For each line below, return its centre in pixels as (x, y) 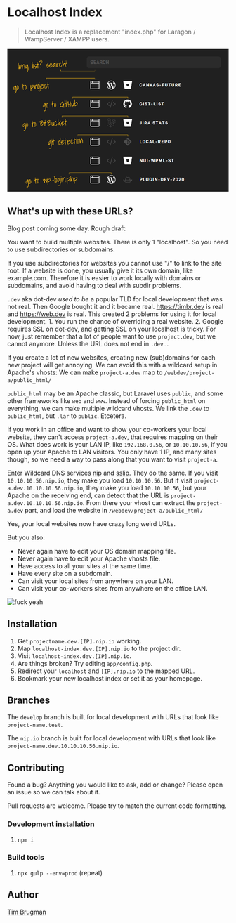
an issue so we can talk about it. (54, 792)
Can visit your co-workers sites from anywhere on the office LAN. (112, 588)
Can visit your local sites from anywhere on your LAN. (95, 581)
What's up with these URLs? (70, 211)
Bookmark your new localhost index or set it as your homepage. (110, 678)
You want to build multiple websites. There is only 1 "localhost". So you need (118, 242)
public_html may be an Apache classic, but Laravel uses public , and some (115, 393)
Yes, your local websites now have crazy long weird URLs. (91, 523)
